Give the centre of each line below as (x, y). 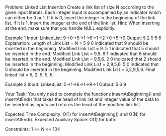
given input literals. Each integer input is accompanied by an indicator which (83, 12)
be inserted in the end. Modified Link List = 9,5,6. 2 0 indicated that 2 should (83, 59)
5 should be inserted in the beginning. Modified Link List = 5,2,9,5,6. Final (80, 69)
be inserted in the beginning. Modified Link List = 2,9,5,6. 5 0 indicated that (82, 64)
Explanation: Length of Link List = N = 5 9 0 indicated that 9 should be (77, 43)
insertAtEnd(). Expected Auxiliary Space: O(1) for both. (61, 119)
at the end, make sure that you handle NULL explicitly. (60, 28)
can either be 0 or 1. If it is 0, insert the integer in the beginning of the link (80, 18)
